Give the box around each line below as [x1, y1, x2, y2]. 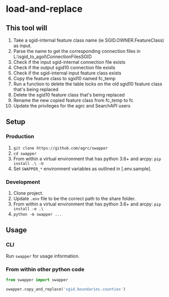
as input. [13, 43, 32, 49]
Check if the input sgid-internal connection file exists [13, 59, 126, 65]
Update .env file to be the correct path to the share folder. [13, 195, 136, 201]
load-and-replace [6, 3, 83, 15]
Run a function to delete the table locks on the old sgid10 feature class [13, 81, 162, 87]
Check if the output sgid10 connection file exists [13, 65, 116, 70]
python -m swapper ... [13, 212, 62, 217]
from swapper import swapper [6, 277, 68, 283]
